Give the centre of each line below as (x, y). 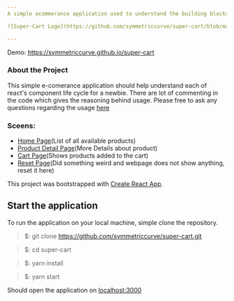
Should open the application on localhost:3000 (75, 290)
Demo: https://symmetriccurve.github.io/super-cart (81, 52)
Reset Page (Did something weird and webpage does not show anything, (121, 163)
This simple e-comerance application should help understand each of (107, 85)
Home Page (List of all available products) (76, 141)
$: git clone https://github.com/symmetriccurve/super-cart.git (113, 236)
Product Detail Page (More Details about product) (87, 148)
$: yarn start (42, 277)
